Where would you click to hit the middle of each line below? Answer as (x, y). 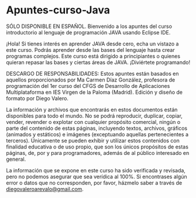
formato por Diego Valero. (37, 98)
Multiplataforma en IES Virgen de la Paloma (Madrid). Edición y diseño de (94, 92)
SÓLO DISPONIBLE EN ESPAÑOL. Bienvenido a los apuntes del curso (89, 26)
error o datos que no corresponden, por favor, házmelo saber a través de (94, 183)
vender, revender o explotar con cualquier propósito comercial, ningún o (93, 122)
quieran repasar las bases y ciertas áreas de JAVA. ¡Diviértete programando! (98, 62)
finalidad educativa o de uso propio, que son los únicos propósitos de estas (97, 147)
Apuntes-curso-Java (58, 10)
